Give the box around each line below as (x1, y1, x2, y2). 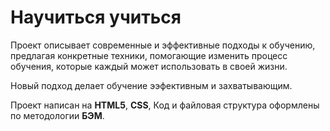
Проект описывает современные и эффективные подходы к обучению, (10, 39, 316, 51)
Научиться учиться (10, 6, 182, 29)
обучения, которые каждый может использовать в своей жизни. (10, 60, 288, 72)
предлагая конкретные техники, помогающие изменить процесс (10, 49, 288, 61)
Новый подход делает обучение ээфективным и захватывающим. (10, 79, 293, 91)
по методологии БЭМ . (10, 109, 105, 121)
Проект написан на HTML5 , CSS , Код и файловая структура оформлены (10, 99, 320, 111)
